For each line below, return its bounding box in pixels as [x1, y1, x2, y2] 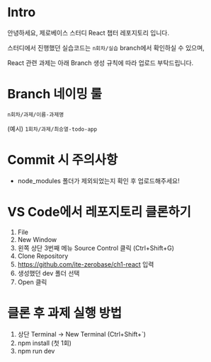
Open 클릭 [17, 277, 47, 286]
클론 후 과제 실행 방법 [7, 305, 122, 321]
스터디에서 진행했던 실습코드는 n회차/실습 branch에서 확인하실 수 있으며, [7, 43, 205, 52]
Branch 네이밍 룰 [7, 86, 103, 103]
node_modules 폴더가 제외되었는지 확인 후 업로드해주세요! [17, 176, 180, 185]
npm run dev [17, 346, 55, 355]
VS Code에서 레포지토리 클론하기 [7, 204, 191, 220]
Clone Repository [17, 252, 69, 260]
